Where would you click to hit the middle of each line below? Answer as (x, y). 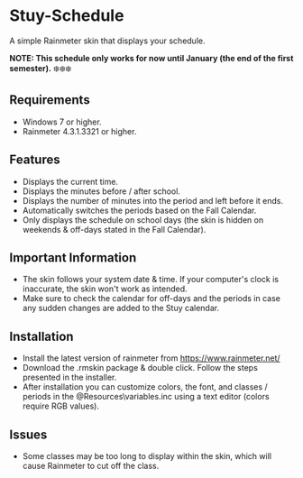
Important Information (73, 257)
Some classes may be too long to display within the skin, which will (147, 456)
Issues (28, 434)
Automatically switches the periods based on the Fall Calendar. (139, 210)
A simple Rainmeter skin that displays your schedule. (107, 41)
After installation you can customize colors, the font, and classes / (145, 387)
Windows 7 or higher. (62, 122)
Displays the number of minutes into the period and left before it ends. (153, 200)
